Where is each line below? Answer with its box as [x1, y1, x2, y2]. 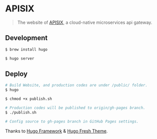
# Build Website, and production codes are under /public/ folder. [5, 83, 148, 88]
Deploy [5, 69, 28, 78]
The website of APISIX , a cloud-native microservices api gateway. [17, 19, 153, 25]
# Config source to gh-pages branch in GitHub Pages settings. [5, 119, 139, 124]
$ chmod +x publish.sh [5, 96, 52, 102]
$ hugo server [5, 56, 35, 61]
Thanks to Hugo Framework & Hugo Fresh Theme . [5, 128, 108, 134]
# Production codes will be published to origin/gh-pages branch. [5, 105, 146, 110]
